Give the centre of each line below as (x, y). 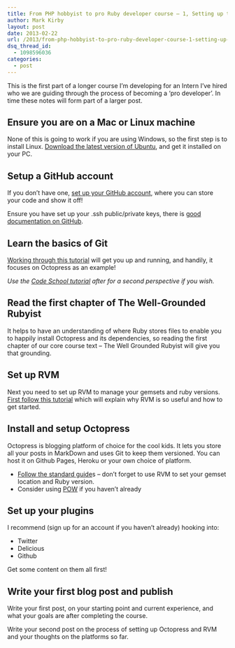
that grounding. (29, 353)
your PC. (20, 154)
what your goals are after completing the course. (78, 616)
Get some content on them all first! (57, 570)
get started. (24, 407)
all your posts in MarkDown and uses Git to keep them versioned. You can (114, 453)
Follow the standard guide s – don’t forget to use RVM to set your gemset (122, 474)
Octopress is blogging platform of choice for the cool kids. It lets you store (114, 445)
